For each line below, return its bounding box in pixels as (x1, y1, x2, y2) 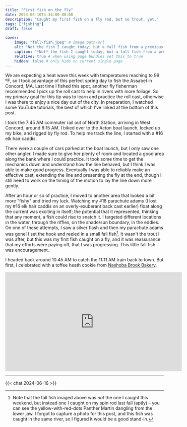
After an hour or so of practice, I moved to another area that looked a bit (5, 192, 155, 199)
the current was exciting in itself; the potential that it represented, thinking (5, 208, 159, 215)
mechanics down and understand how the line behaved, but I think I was (5, 162, 156, 168)
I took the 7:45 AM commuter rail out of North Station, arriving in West (5, 119, 151, 126)
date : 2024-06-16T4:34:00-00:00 (5, 12, 73, 17)
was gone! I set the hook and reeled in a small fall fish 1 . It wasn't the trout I (5, 230, 160, 237)
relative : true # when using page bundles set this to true (14, 54, 143, 59)
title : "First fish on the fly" (5, 7, 73, 13)
